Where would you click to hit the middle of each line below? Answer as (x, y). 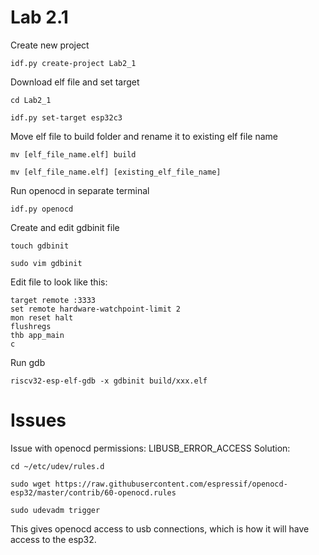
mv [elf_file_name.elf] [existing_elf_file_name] (116, 172)
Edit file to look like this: (59, 282)
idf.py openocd (42, 209)
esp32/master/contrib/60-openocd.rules (93, 492)
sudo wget (31, 484)
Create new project (50, 45)
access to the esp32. (53, 539)
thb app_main (37, 335)
